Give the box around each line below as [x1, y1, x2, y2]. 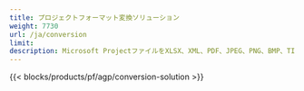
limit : [9, 38, 34, 48]
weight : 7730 [9, 22, 59, 31]
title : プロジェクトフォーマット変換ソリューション [9, 13, 180, 23]
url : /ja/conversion [9, 30, 88, 39]
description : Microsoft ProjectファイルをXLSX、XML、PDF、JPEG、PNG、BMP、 [9, 47, 288, 56]
